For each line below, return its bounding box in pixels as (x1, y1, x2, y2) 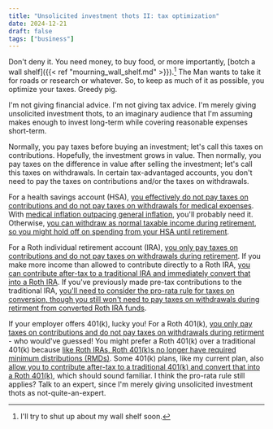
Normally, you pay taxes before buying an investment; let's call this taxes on (8, 142, 263, 151)
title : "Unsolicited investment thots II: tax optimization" (8, 11, 220, 20)
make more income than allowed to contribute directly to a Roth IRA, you (8, 260, 250, 269)
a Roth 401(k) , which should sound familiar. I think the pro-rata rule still (8, 370, 245, 380)
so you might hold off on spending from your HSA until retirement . (8, 226, 230, 236)
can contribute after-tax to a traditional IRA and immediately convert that (8, 268, 251, 278)
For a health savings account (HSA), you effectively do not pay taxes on (8, 192, 249, 202)
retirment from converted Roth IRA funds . (8, 303, 147, 313)
